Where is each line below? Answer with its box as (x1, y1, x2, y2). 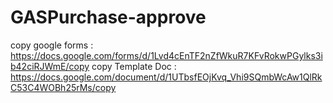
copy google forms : (10, 39, 94, 51)
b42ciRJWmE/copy (10, 60, 90, 72)
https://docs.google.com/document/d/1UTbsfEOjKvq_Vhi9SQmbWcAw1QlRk (10, 71, 323, 83)
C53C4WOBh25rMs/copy (10, 81, 117, 93)
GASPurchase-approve (10, 6, 207, 29)
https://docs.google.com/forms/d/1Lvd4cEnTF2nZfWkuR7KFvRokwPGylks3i (10, 49, 323, 61)
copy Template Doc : (91, 60, 177, 72)
